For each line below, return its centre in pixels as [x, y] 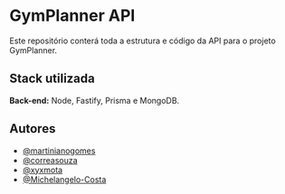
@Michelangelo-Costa [64, 179]
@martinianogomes [59, 151]
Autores [33, 129]
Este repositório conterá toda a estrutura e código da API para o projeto [142, 41]
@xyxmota [43, 170]
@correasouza [50, 160]
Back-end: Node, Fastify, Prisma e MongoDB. [95, 100]
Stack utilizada [52, 79]
